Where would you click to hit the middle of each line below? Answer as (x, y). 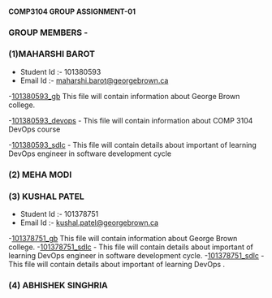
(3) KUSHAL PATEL (46, 197)
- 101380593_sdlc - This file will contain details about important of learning (133, 145)
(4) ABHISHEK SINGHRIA (58, 285)
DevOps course (35, 129)
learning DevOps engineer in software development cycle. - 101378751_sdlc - (136, 256)
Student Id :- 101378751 (59, 214)
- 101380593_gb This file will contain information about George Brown (124, 96)
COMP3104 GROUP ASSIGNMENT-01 (72, 11)
